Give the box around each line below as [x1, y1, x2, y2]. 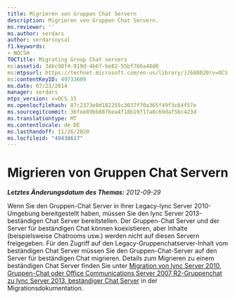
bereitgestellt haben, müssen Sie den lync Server [41, 209, 184, 218]
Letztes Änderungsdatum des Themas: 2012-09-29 [7, 188, 161, 197]
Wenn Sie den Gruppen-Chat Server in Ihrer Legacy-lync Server [7, 202, 193, 210]
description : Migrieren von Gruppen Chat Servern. [7, 17, 159, 24]
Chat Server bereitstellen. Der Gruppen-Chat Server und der [44, 217, 220, 225]
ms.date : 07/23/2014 [7, 82, 68, 89]
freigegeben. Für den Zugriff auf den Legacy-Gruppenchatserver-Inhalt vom [7, 239, 229, 248]
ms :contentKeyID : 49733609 [7, 75, 87, 83]
